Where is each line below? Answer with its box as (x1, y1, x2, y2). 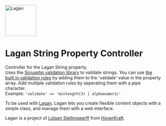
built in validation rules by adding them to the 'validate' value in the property (5, 74, 161, 80)
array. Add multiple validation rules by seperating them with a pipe (5, 80, 141, 86)
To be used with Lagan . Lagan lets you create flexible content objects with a (5, 100, 161, 106)
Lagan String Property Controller (5, 48, 143, 59)
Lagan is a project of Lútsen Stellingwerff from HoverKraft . (5, 115, 125, 121)
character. (5, 85, 26, 91)
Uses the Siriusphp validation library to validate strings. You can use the (5, 69, 153, 75)
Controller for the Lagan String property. (5, 64, 88, 70)
